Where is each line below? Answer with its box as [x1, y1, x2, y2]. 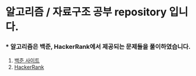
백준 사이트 [14, 57, 40, 64]
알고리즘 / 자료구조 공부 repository [5, 5, 167, 19]
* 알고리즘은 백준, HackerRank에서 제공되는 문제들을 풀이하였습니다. [5, 42, 191, 51]
